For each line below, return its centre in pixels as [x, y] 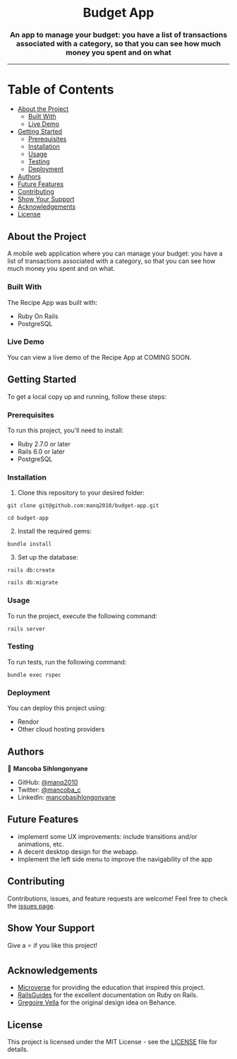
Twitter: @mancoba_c [49, 789]
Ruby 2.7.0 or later [44, 444]
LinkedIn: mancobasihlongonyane [67, 797]
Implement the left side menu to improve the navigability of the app [115, 859]
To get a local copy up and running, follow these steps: [87, 396]
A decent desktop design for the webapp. [78, 851]
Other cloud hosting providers [61, 729]
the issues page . [31, 905]
